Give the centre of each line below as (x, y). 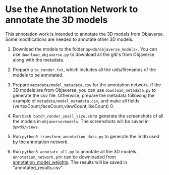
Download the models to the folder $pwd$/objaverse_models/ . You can (85, 49)
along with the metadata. (38, 60)
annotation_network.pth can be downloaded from (64, 157)
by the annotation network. (41, 142)
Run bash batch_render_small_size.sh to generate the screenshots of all (88, 116)
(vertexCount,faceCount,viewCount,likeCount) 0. (63, 106)
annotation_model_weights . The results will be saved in (70, 162)
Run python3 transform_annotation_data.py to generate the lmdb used (86, 136)
